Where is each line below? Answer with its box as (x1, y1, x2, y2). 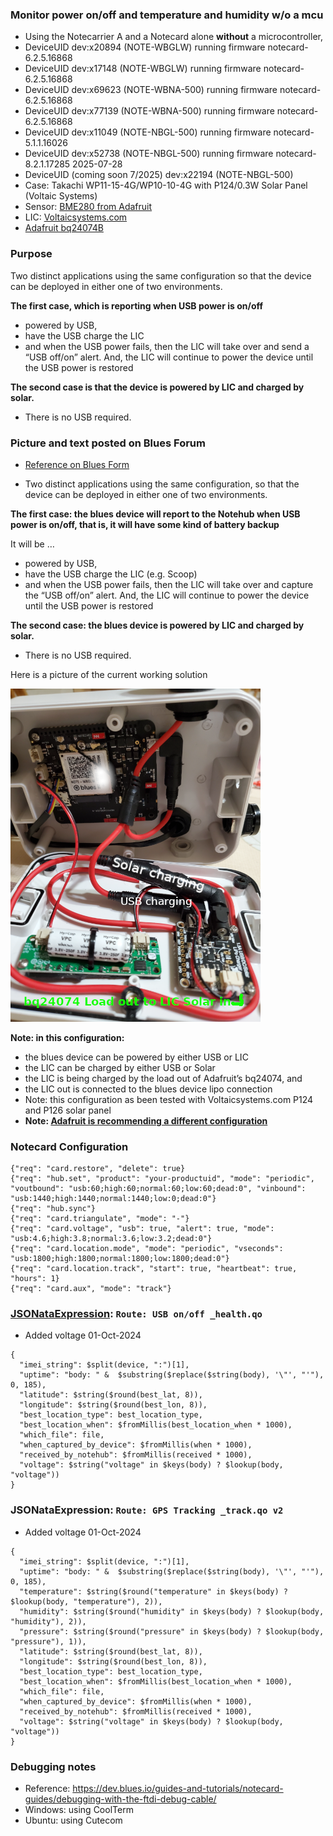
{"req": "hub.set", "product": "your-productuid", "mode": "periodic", (10, 1174, 315, 1184)
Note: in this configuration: (10, 1031, 125, 1043)
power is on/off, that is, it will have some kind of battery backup (10, 518, 280, 530)
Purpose (10, 247, 53, 261)
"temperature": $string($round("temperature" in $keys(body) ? (19, 1586, 288, 1597)
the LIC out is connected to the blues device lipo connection (24, 1083, 273, 1095)
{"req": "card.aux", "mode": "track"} (10, 1284, 172, 1294)
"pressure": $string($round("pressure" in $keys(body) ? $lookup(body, (19, 1626, 325, 1637)
